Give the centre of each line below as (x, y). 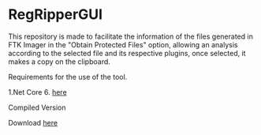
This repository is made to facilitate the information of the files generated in (131, 36)
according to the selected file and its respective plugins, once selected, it (127, 53)
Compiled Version (37, 107)
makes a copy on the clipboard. (59, 62)
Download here (33, 122)
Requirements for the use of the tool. (68, 77)
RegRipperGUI (56, 15)
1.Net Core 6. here (37, 92)
